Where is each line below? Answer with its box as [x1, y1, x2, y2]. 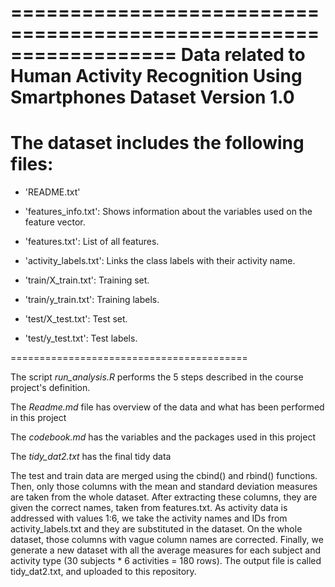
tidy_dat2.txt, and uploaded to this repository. [10, 566, 197, 578]
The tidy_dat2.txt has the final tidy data [10, 451, 172, 463]
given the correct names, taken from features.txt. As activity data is [10, 502, 288, 514]
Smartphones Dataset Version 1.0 [10, 86, 295, 109]
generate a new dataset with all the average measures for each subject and [10, 544, 322, 556]
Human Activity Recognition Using [10, 65, 303, 88]
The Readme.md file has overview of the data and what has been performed [10, 401, 325, 413]
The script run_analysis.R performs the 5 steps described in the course [10, 371, 304, 383]
